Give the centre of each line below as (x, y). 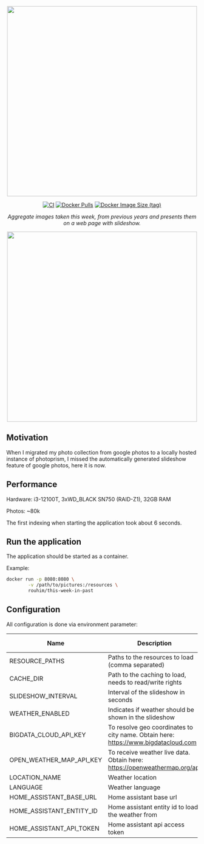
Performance (32, 485)
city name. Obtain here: (141, 734)
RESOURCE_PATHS (37, 661)
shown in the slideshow (141, 717)
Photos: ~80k (23, 511)
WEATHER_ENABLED (39, 713)
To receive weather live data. (149, 752)
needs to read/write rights (145, 682)
